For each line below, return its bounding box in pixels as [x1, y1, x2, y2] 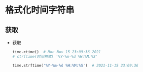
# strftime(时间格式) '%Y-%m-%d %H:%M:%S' [12, 54, 98, 59]
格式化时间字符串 [5, 4, 75, 16]
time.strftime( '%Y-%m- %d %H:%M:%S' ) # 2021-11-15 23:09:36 [12, 63, 139, 68]
